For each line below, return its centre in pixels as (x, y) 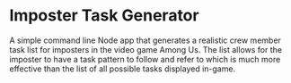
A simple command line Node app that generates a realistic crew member (145, 40)
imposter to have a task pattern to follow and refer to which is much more (145, 59)
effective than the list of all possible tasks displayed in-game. (123, 69)
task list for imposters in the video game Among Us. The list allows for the (146, 49)
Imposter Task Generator (104, 16)
